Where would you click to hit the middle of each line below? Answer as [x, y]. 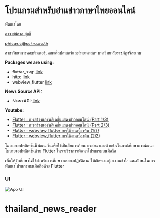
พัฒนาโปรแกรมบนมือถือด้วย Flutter [35, 166]
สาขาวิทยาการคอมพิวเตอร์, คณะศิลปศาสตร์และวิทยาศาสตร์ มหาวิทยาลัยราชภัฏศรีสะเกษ [73, 53]
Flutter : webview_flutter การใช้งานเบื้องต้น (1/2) [56, 130]
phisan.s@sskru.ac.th [27, 43]
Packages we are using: [30, 62]
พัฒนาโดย [13, 24]
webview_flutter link [32, 82]
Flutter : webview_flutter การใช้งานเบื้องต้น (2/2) [56, 136]
